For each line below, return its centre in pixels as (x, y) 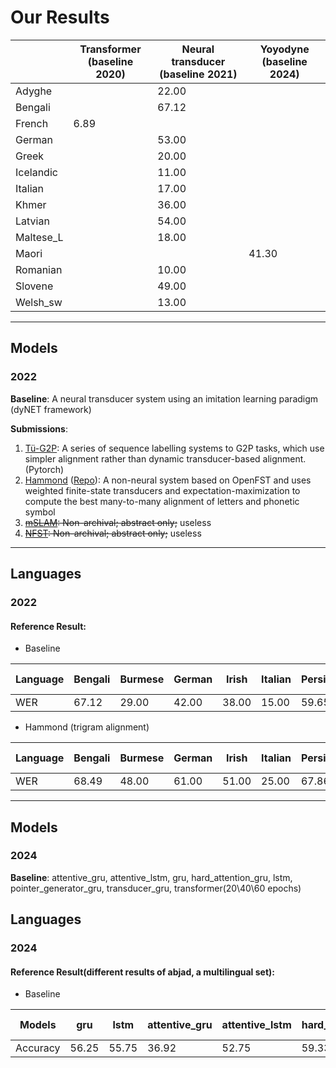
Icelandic (36, 172)
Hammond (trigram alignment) (87, 727)
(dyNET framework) (51, 409)
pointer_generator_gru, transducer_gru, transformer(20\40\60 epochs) (156, 888)
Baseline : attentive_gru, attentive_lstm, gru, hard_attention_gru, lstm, (151, 877)
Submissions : (39, 428)
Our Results (60, 17)
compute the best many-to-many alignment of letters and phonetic (162, 501)
